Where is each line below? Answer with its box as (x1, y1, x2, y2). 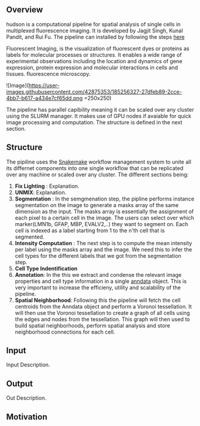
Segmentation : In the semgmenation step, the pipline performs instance (14, 195, 195, 202)
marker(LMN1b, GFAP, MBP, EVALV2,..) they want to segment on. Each (14, 220, 189, 227)
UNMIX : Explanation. (14, 189, 67, 196)
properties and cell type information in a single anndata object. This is (14, 277, 187, 285)
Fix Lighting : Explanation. (14, 182, 79, 190)
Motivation (6, 412, 48, 422)
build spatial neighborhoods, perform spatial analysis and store (14, 322, 170, 329)
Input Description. (6, 361, 51, 369)
